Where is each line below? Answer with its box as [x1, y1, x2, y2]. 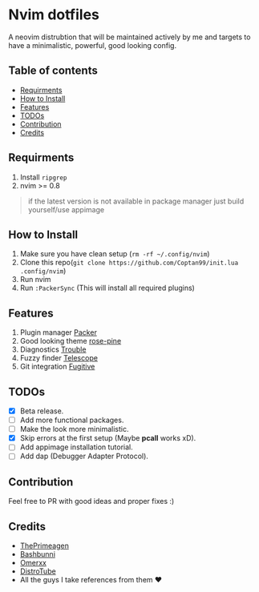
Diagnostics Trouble [19, 344, 87, 354]
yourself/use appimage [27, 204, 105, 214]
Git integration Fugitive [19, 362, 95, 372]
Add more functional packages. [19, 415, 124, 425]
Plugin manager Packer [19, 328, 98, 337]
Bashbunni [19, 550, 56, 558]
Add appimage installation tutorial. [19, 442, 134, 452]
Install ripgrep [19, 172, 67, 182]
